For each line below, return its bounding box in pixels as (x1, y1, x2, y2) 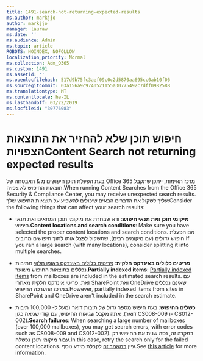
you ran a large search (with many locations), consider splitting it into (15, 241, 189, 249)
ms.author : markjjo (6, 15, 56, 21)
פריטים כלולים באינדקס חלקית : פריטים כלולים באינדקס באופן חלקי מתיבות (15, 260, 191, 267)
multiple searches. (15, 248, 62, 255)
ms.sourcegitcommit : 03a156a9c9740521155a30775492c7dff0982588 (6, 83, 171, 89)
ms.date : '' (6, 32, 37, 38)
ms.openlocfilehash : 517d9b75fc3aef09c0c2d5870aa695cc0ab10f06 (6, 77, 171, 83)
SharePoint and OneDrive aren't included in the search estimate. (15, 292, 177, 299)
